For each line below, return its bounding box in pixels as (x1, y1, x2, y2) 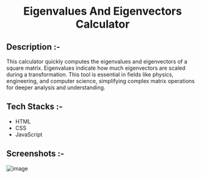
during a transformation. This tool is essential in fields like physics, (6, 71, 174, 78)
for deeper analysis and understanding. (6, 84, 106, 91)
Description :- (6, 42, 60, 52)
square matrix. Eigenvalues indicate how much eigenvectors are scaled (6, 64, 186, 72)
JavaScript (15, 130, 43, 138)
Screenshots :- (6, 149, 65, 159)
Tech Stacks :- (6, 102, 63, 112)
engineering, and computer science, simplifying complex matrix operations (6, 78, 195, 84)
